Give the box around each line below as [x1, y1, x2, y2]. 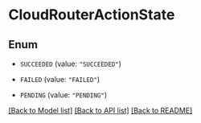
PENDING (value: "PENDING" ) [19, 90, 107, 100]
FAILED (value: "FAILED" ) [19, 75, 100, 84]
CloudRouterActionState [8, 6, 175, 24]
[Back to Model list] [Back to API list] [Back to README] [8, 106, 193, 115]
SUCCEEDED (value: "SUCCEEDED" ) [19, 59, 122, 68]
